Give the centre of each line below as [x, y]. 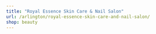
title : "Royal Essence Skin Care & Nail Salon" [65, 11]
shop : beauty [22, 22]
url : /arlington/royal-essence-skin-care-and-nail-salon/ [78, 17]
